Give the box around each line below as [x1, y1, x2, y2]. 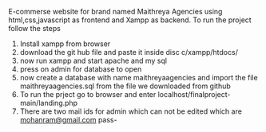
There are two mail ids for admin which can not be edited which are [19, 107, 242, 116]
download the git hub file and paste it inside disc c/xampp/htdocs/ [19, 48, 238, 56]
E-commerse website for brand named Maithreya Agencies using [8, 7, 223, 16]
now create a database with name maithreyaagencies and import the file [19, 73, 258, 82]
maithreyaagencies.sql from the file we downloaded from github [19, 81, 232, 91]
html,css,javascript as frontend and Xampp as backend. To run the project [8, 15, 252, 25]
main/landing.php [19, 99, 78, 107]
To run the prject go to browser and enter [19, 90, 157, 99]
